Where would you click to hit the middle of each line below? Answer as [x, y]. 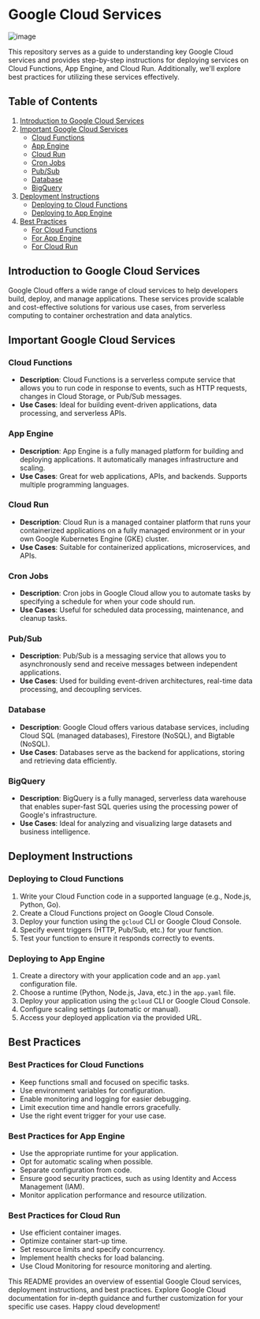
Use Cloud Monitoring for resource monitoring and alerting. [116, 1266]
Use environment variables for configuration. [92, 1090]
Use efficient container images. [71, 1233]
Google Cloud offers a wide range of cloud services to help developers [123, 290]
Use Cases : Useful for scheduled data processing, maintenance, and [132, 610]
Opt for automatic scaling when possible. [86, 1162]
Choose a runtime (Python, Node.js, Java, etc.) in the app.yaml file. [128, 992]
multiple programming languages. [74, 484]
